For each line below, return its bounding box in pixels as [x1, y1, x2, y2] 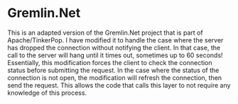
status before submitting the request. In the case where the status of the [7, 66, 220, 74]
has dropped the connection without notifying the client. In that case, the [7, 43, 221, 52]
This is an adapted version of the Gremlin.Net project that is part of [7, 28, 204, 37]
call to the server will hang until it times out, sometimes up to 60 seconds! [7, 51, 223, 59]
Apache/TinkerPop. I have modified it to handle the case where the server [7, 35, 224, 44]
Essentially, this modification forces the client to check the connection [7, 58, 212, 67]
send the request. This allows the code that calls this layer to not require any [7, 81, 231, 89]
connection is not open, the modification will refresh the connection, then [7, 73, 222, 82]
